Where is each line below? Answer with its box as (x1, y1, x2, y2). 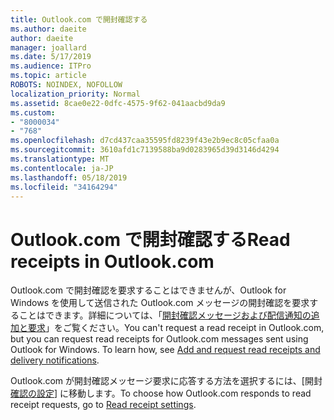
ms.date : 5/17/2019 (10, 52, 92, 62)
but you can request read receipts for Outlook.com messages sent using (10, 333, 309, 345)
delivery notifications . (10, 354, 100, 366)
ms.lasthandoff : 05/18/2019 (10, 172, 128, 183)
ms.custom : (10, 107, 56, 118)
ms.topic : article (10, 71, 87, 81)
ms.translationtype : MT (10, 154, 110, 164)
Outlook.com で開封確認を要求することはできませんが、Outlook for (10, 284, 287, 296)
